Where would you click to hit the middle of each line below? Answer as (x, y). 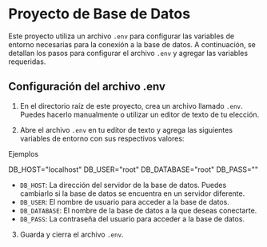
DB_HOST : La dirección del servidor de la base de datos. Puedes (123, 185)
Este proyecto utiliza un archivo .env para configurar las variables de (121, 36)
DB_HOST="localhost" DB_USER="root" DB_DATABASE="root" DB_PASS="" (133, 169)
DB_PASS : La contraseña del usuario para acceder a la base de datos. (132, 219)
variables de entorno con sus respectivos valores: (102, 138)
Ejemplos (23, 153)
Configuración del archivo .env (87, 87)
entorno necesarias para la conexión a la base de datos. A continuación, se (132, 44)
